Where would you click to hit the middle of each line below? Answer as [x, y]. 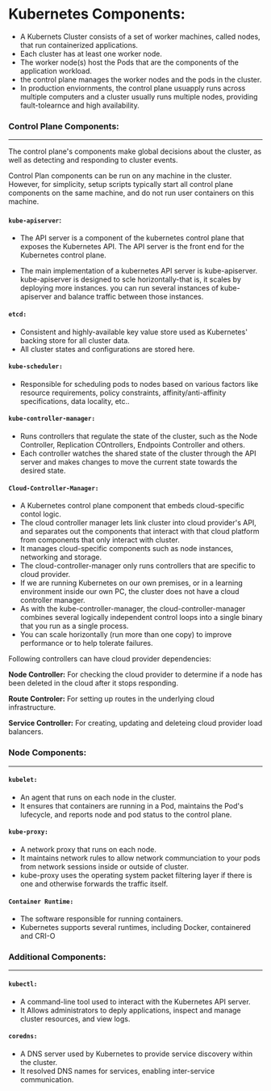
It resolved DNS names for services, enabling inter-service [117, 1071]
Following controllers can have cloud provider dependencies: [110, 659]
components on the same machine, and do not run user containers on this [131, 193]
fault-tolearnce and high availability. [79, 105]
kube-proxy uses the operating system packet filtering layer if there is [136, 875]
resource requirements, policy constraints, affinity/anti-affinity [123, 393]
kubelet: [23, 780]
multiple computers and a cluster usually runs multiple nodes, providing [139, 96]
